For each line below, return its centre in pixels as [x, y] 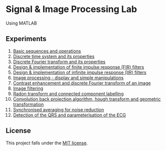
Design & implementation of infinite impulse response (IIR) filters [79, 72]
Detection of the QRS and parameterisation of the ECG [69, 115]
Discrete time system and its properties [54, 56]
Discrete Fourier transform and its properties [59, 62]
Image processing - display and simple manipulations [68, 78]
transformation [28, 104]
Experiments [26, 39]
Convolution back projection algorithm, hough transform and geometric [87, 99]
